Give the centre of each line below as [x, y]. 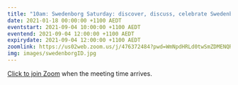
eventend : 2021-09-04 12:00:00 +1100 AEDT [71, 34]
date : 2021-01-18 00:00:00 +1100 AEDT [64, 21]
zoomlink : [22, 47]
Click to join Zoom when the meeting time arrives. [80, 73]
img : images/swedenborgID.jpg [52, 54]
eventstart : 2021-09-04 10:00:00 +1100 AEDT [74, 27]
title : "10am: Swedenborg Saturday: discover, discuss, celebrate [107, 14]
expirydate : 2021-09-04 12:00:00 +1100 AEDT [74, 40]
